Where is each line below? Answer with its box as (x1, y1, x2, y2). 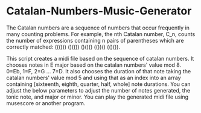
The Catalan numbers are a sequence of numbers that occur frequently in (6, 24, 190, 31)
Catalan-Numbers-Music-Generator (6, 4, 192, 18)
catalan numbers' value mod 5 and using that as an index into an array (6, 74, 181, 81)
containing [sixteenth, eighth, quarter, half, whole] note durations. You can (6, 80, 191, 88)
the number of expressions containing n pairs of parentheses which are (6, 37, 184, 44)
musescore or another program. (6, 99, 86, 106)
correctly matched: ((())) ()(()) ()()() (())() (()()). (6, 43, 121, 50)
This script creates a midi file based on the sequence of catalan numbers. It (6, 55, 194, 62)
